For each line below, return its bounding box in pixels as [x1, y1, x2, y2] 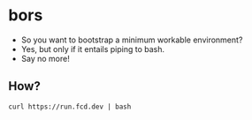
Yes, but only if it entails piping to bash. [20, 43, 165, 54]
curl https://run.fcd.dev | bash [8, 102, 132, 111]
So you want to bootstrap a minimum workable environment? [20, 34, 243, 45]
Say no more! [20, 53, 70, 64]
